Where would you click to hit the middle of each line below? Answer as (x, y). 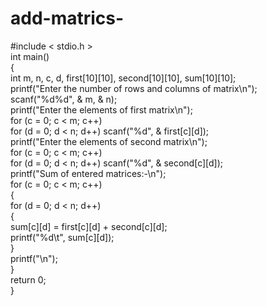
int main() (30, 56)
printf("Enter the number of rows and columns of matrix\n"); (134, 88)
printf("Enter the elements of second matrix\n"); (109, 141)
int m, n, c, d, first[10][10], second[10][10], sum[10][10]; (123, 78)
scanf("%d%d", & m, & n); (64, 99)
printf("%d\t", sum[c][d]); (62, 237)
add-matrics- (67, 18)
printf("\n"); (34, 258)
